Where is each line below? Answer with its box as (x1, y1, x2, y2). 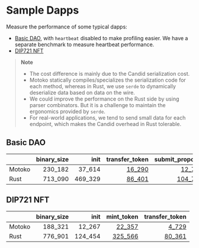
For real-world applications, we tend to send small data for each (29, 114, 186, 121)
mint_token (106, 212, 139, 221)
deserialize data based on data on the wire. (29, 89, 135, 96)
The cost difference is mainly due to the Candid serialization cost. (29, 70, 190, 77)
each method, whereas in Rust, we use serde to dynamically (29, 82, 176, 89)
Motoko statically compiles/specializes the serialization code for (29, 76, 187, 83)
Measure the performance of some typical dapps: (6, 23, 127, 30)
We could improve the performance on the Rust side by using (29, 95, 179, 102)
